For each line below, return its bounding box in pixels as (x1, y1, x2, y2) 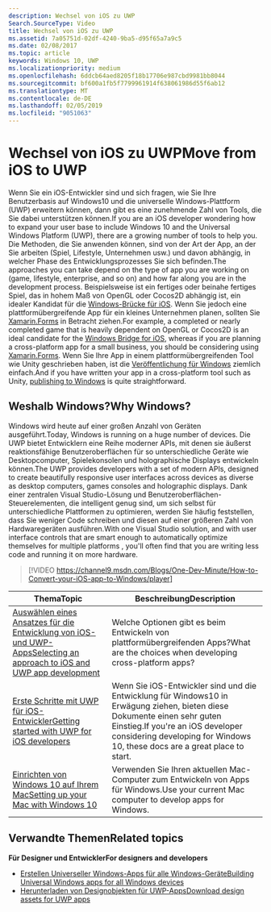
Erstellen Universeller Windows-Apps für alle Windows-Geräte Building (19, 868, 254, 878)
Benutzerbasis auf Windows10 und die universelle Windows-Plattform (8, 196, 240, 206)
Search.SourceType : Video (8, 19, 95, 27)
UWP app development (12, 667, 101, 678)
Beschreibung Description (135, 593, 236, 604)
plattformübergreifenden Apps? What (111, 636, 252, 648)
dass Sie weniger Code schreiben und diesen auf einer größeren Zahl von (8, 515, 254, 525)
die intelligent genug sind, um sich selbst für (69, 498, 216, 508)
